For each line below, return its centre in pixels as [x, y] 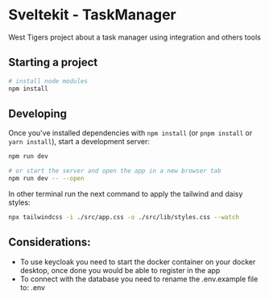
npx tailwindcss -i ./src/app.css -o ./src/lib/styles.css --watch [124, 217]
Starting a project [53, 62]
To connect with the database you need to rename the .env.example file [139, 279]
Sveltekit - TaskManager [93, 15]
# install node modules [48, 81]
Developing [37, 113]
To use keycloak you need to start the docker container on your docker [138, 262]
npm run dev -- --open [46, 179]
